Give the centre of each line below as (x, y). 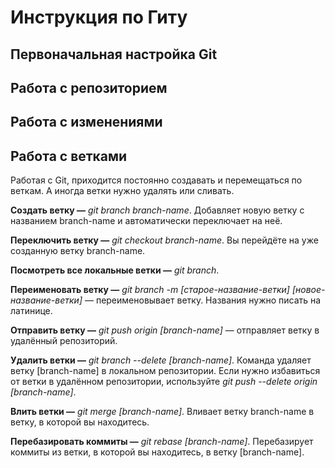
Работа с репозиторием (89, 87)
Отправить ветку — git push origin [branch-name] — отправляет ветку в (165, 330)
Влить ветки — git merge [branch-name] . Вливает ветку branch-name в (162, 412)
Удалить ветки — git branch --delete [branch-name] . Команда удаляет (161, 360)
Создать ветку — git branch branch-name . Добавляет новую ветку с (157, 210)
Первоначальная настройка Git (114, 54)
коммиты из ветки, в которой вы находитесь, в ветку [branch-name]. (157, 452)
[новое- (308, 290)
